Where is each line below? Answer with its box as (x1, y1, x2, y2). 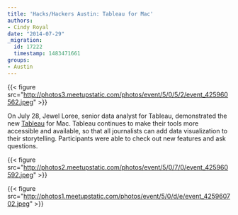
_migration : (7, 37, 42, 44)
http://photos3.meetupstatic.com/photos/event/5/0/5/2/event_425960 (23, 90, 229, 99)
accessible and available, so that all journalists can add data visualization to (7, 126, 228, 135)
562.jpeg (7, 97, 34, 106)
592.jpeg (7, 170, 34, 179)
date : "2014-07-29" (7, 30, 65, 38)
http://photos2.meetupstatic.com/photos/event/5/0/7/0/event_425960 (23, 162, 229, 171)
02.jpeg (7, 199, 30, 208)
